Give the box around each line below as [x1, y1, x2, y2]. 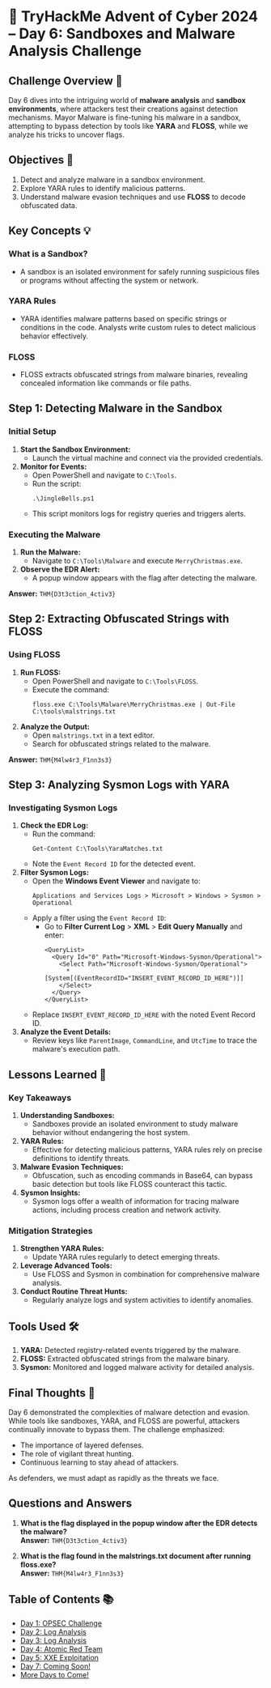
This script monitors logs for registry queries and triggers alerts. [32, 508, 247, 518]
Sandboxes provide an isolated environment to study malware [32, 1119, 239, 1129]
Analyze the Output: [19, 721, 91, 731]
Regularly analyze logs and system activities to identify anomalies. [32, 1295, 253, 1305]
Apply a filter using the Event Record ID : [32, 913, 167, 923]
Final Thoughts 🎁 [8, 1386, 95, 1400]
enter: [44, 930, 65, 940]
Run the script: [32, 478, 82, 488]
